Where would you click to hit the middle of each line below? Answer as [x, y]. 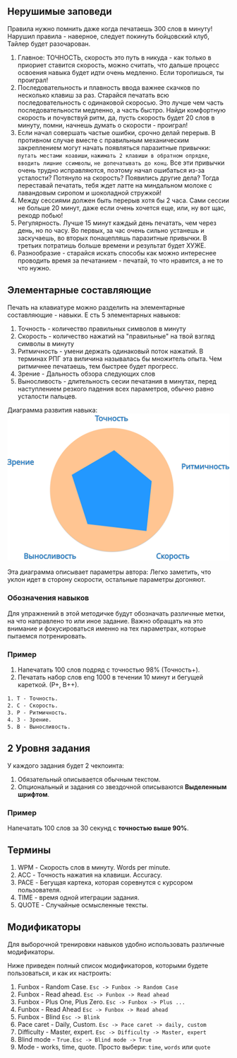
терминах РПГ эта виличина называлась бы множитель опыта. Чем [120, 358]
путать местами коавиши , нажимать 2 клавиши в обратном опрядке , [114, 155]
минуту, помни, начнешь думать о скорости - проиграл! [103, 125]
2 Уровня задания [49, 748]
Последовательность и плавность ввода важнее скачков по [109, 87]
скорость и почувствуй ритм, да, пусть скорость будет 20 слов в [116, 117]
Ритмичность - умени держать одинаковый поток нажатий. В [110, 351]
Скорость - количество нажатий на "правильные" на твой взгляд [116, 336]
